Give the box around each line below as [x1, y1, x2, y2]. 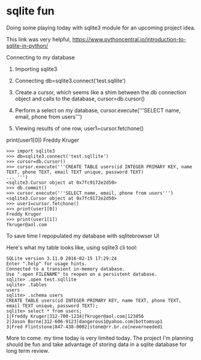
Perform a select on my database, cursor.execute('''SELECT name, [14, 106, 181, 114]
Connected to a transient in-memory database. [6, 266, 125, 272]
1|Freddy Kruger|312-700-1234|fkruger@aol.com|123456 [6, 313, 144, 319]
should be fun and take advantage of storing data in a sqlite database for [6, 341, 187, 348]
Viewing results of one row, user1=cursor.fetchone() [14, 124, 144, 132]
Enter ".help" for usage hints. [6, 260, 87, 267]
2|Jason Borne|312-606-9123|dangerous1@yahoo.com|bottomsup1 [6, 319, 163, 325]
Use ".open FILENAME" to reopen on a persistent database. [6, 271, 158, 277]
